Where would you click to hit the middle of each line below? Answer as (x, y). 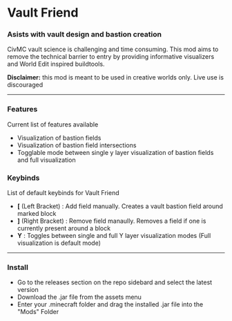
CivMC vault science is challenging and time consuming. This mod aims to (113, 49)
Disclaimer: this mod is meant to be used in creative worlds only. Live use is (116, 77)
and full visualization (46, 160)
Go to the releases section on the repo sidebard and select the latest (115, 282)
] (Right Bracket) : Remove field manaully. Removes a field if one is (112, 221)
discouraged (25, 85)
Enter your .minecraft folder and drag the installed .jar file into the (110, 304)
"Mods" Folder (38, 312)
